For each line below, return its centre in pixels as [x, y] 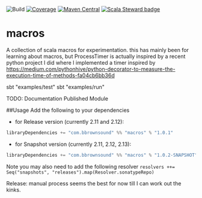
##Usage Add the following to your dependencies [68, 110]
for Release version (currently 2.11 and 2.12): [69, 121]
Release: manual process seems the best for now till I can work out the [94, 183]
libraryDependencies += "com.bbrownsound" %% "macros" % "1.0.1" [90, 132]
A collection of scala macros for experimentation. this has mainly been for [98, 50]
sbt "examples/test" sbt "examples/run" [56, 87]
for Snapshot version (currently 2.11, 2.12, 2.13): [73, 144]
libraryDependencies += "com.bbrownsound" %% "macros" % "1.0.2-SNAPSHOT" [102, 155]
